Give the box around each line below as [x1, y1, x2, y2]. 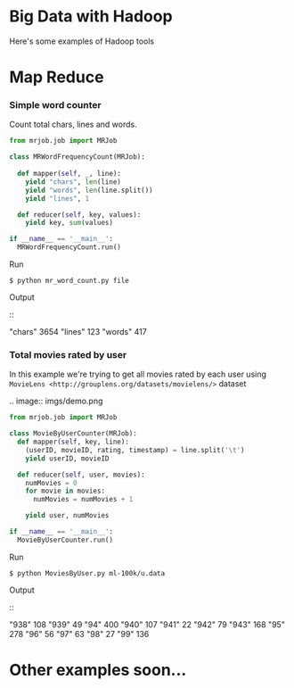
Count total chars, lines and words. [9, 119, 137, 130]
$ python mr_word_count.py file [9, 277, 129, 286]
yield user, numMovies [25, 511, 110, 520]
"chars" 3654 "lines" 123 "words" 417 [9, 327, 147, 337]
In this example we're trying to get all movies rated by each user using [9, 369, 267, 380]
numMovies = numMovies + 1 [32, 495, 134, 504]
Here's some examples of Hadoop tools [9, 36, 154, 46]
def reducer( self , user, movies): [17, 470, 145, 479]
